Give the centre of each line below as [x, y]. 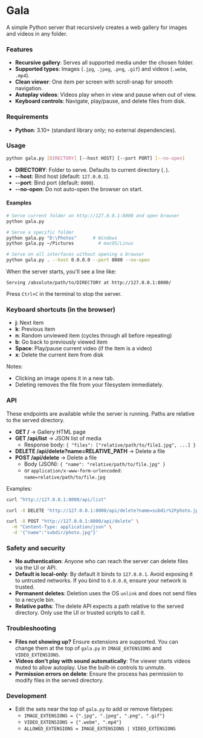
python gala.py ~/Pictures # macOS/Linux [70, 243]
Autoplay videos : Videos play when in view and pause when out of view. [106, 95]
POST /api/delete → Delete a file [56, 457]
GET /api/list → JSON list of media [58, 438]
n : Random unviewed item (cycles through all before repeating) [93, 336]
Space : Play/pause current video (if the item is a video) [83, 348]
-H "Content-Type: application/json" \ [62, 527]
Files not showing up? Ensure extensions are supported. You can [96, 641]
